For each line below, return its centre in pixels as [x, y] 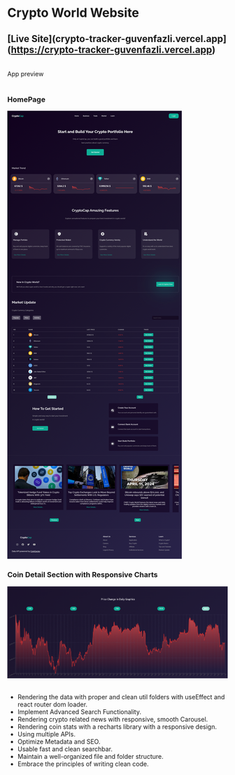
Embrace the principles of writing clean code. [83, 764]
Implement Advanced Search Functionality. [79, 712]
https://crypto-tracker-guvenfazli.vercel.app [111, 49]
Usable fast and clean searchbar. [65, 749]
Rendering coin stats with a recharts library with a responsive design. [117, 727]
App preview [26, 74]
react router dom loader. [52, 704]
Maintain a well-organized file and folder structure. [91, 757]
